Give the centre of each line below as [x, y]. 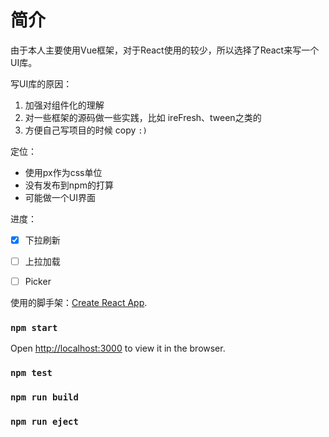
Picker [38, 282]
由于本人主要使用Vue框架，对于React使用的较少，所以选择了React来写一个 [165, 50]
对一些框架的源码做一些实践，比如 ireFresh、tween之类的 [143, 117]
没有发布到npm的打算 [69, 185]
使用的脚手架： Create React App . [79, 303]
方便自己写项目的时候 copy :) [86, 130]
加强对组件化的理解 [64, 105]
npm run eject [44, 422]
